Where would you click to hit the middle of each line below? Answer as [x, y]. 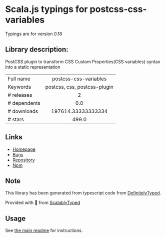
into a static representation [33, 67]
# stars [16, 119]
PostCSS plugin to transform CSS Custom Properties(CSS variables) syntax [83, 62]
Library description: [37, 49]
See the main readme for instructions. [44, 230]
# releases [20, 95]
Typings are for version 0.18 [34, 34]
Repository [23, 160]
